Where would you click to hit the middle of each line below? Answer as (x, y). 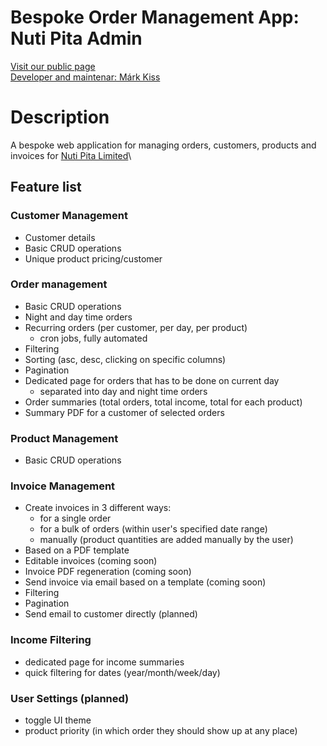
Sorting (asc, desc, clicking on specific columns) (125, 359)
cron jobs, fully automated (93, 338)
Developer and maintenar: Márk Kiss (85, 77)
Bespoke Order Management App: (155, 17)
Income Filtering (51, 640)
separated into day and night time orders (123, 391)
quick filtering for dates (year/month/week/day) (122, 672)
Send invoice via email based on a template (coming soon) (145, 582)
